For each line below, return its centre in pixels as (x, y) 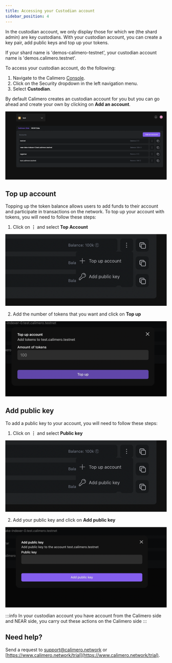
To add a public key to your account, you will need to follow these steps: (81, 423)
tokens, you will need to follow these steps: (51, 217)
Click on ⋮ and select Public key (48, 433)
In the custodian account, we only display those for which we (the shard (81, 31)
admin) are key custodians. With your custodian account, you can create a (84, 37)
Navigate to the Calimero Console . (49, 78)
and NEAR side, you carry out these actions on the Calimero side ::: (76, 621)
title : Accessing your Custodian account (50, 11)
